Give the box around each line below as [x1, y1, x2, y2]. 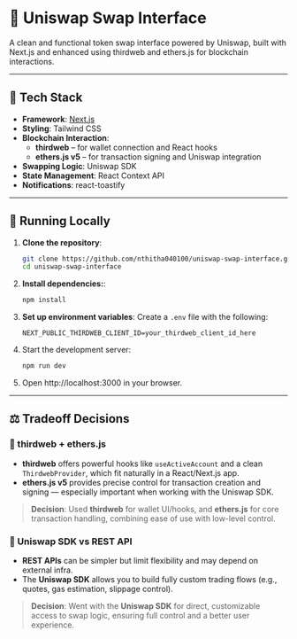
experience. [30, 620, 75, 630]
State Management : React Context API [21, 170, 165, 181]
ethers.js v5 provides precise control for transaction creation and [21, 477, 261, 487]
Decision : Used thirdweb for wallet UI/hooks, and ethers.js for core [30, 503, 279, 514]
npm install [21, 296, 66, 305]
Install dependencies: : [21, 278, 106, 289]
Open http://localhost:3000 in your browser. [21, 378, 183, 388]
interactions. [9, 56, 55, 66]
